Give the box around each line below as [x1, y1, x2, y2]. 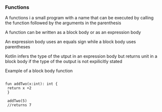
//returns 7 [7, 103, 32, 108]
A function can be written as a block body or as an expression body [5, 30, 142, 35]
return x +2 [7, 86, 32, 91]
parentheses [5, 44, 31, 50]
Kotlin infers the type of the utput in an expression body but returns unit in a [5, 53, 158, 59]
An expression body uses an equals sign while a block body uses [5, 39, 136, 45]
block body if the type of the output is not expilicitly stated [5, 59, 122, 64]
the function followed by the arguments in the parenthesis [5, 20, 121, 26]
